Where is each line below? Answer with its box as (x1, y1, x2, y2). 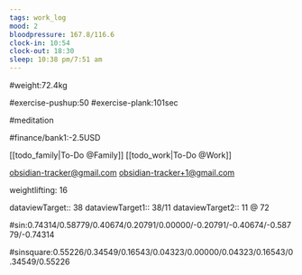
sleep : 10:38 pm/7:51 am (9, 55, 103, 64)
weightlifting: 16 (9, 185, 68, 195)
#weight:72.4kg (9, 80, 68, 90)
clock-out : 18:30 (9, 47, 75, 56)
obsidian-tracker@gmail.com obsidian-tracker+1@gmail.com (9, 168, 235, 178)
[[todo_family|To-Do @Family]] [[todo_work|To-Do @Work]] (9, 150, 233, 160)
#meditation (9, 115, 54, 125)
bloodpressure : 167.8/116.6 (9, 30, 115, 39)
